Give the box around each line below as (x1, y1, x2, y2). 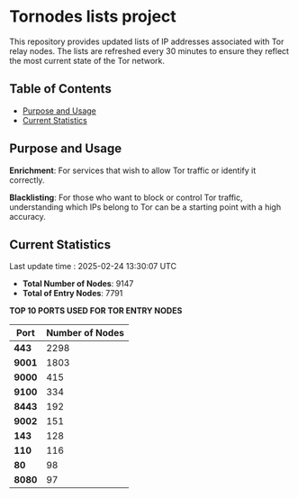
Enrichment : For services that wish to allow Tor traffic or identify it (9, 165, 257, 176)
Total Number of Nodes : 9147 (22, 278, 134, 289)
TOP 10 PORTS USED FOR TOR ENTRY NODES (9, 305, 183, 316)
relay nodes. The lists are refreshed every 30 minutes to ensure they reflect (9, 45, 290, 56)
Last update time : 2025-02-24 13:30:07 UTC (9, 261, 177, 272)
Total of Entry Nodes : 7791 (22, 288, 123, 299)
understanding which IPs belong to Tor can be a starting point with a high (9, 201, 282, 213)
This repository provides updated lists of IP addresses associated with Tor (9, 36, 284, 47)
